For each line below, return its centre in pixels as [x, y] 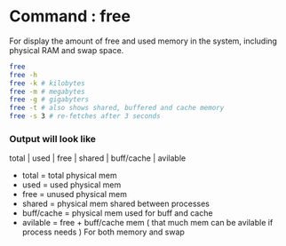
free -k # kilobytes [48, 83]
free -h [24, 75]
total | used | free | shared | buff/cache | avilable [98, 158]
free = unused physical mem [74, 194]
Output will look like [52, 139]
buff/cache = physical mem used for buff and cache [117, 213]
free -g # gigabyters [49, 99]
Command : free [70, 16]
